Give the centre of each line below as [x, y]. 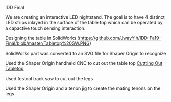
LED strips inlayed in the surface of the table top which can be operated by [84, 23]
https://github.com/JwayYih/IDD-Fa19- [121, 38]
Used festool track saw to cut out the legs [49, 78]
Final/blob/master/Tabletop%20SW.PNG [48, 43]
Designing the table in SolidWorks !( [43, 38]
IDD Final [15, 7]
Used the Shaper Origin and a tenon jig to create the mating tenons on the [83, 88]
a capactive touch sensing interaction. [45, 28]
